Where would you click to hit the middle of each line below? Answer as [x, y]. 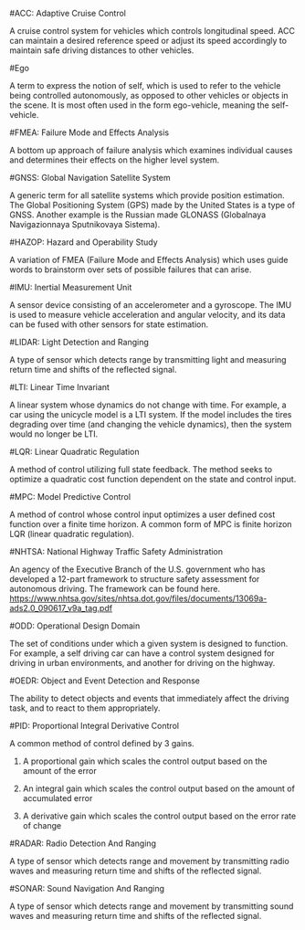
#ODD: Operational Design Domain [75, 626]
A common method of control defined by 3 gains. [102, 743]
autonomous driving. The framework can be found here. [115, 589]
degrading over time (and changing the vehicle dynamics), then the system [151, 424]
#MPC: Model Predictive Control [70, 497]
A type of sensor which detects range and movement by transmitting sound [152, 906]
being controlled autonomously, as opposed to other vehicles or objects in [149, 95]
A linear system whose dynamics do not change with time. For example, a [148, 405]
